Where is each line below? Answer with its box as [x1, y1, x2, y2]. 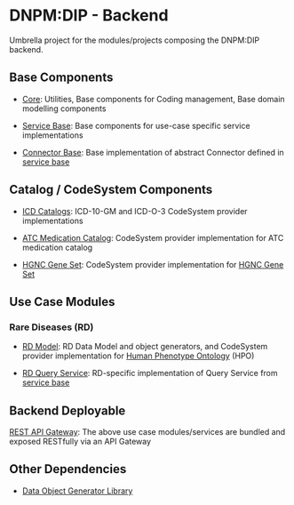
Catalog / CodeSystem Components [9, 182, 213, 197]
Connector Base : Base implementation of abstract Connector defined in [21, 147, 284, 157]
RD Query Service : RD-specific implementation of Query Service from [21, 368, 278, 379]
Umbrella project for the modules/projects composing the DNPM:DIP [9, 35, 260, 45]
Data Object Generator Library [21, 485, 133, 496]
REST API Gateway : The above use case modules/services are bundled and [9, 427, 286, 437]
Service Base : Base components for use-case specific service [21, 120, 250, 131]
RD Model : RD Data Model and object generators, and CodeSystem [21, 341, 268, 352]
